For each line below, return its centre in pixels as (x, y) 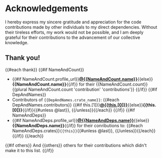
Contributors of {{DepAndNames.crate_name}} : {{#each (66, 100)
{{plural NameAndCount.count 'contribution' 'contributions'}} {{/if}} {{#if (84, 89)
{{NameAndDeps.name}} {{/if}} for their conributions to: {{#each (77, 125)
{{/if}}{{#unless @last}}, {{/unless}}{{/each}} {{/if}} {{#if (79, 110)
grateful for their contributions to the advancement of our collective (72, 37)
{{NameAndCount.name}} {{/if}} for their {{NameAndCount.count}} (80, 84)
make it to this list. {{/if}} (30, 150)
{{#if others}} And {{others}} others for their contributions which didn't (76, 145)
